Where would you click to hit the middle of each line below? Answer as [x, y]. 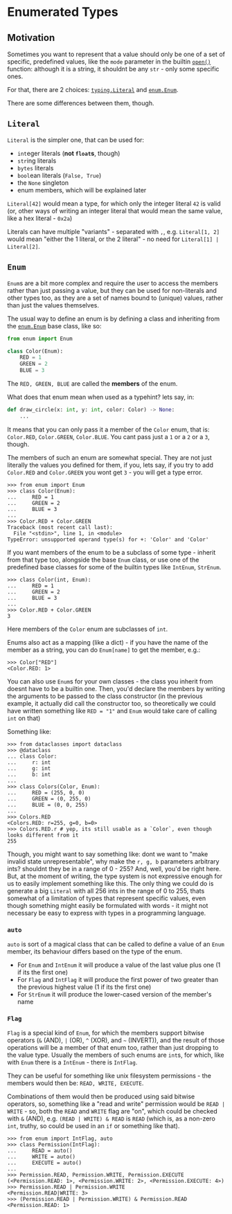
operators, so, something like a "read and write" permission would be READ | [116, 1104]
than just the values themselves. [53, 305]
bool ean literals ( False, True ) [59, 175]
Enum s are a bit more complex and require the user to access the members [113, 283]
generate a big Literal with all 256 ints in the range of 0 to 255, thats [106, 891]
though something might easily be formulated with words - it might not [108, 905]
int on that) [24, 718]
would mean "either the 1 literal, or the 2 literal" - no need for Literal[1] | [113, 239]
